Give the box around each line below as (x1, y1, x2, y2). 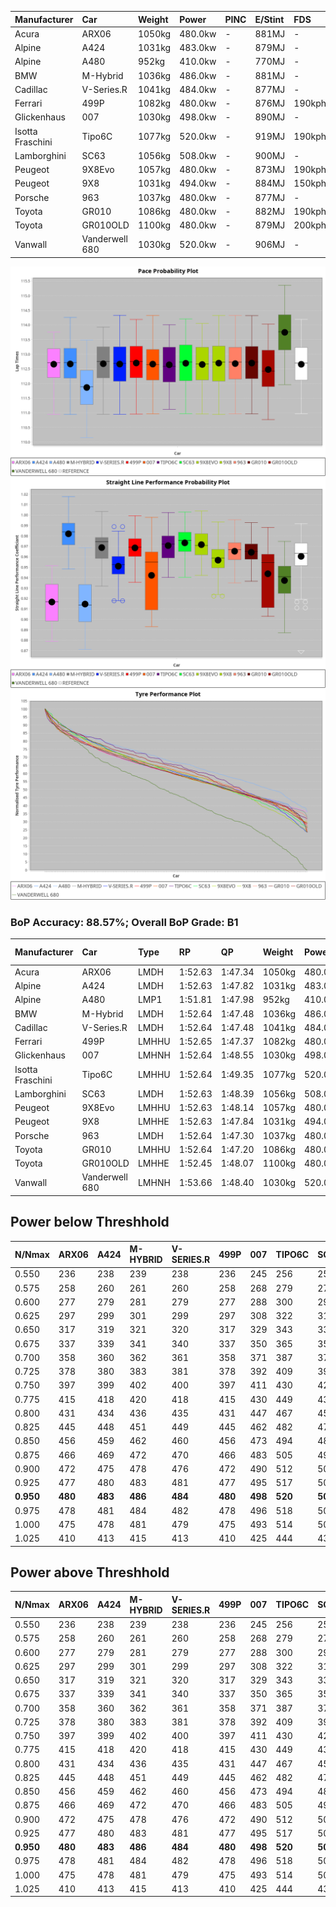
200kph (293, 219, 327, 231)
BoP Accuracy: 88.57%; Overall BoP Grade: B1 (10, 915, 239, 929)
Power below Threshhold (10, 1214, 170, 1231)
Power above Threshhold (10, 1564, 170, 1581)
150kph (293, 177, 327, 190)
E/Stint (254, 13, 285, 25)
